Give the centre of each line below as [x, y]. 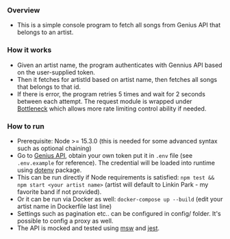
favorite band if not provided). [59, 192]
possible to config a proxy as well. [65, 221]
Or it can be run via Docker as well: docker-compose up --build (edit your [120, 199]
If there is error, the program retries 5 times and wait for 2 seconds [111, 94]
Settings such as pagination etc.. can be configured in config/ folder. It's [119, 213]
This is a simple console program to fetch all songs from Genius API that [119, 25]
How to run [26, 126]
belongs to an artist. [45, 32]
